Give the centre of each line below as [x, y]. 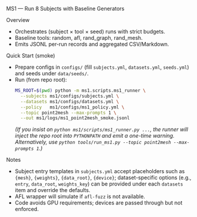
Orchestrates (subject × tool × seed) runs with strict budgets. [90, 31]
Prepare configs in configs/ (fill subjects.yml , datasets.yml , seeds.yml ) [102, 67]
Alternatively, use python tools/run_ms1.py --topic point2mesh [93, 142]
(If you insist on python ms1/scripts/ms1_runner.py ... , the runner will [101, 129]
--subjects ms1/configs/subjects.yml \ [70, 96]
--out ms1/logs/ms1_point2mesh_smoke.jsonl [75, 118]
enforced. [27, 209]
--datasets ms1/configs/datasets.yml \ [70, 101]
